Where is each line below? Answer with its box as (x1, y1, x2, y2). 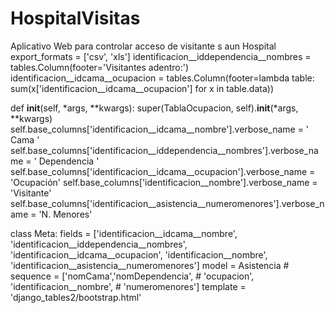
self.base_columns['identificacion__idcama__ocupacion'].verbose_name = (10, 165, 316, 177)
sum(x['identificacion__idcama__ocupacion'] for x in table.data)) (10, 82, 274, 94)
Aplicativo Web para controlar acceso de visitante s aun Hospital (10, 40, 277, 52)
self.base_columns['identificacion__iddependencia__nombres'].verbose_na (10, 144, 319, 156)
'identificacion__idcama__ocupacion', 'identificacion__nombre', (10, 248, 268, 261)
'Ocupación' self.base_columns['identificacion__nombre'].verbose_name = (10, 176, 318, 188)
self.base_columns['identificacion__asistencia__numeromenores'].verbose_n (10, 197, 325, 209)
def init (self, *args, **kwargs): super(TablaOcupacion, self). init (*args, (10, 102, 299, 114)
